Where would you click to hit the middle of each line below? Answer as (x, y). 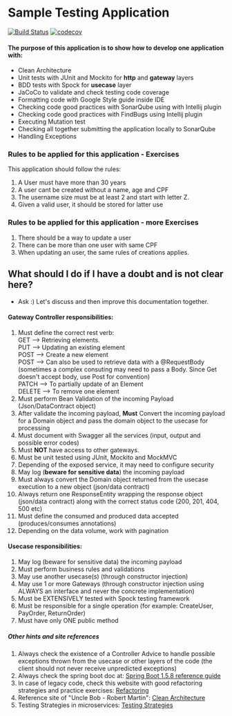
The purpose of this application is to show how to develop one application (116, 48)
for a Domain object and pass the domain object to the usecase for (113, 420)
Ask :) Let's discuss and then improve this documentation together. (113, 301)
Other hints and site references (54, 636)
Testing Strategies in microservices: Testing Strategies (95, 705)
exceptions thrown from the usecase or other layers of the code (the (115, 661)
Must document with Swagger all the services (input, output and (109, 435)
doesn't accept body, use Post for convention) (84, 376)
